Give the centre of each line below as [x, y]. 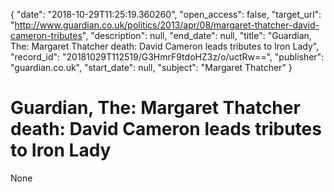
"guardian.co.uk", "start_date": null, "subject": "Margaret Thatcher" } [151, 67]
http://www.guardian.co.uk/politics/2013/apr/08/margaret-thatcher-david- [167, 25]
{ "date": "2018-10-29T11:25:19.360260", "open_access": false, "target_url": [166, 14]
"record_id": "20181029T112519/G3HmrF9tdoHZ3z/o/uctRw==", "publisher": [167, 57]
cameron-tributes [46, 35]
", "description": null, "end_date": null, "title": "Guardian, [196, 35]
